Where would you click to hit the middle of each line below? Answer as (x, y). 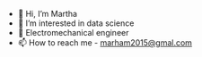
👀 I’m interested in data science (76, 23)
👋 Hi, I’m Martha (48, 14)
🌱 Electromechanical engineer (73, 33)
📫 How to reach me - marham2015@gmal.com (105, 43)
